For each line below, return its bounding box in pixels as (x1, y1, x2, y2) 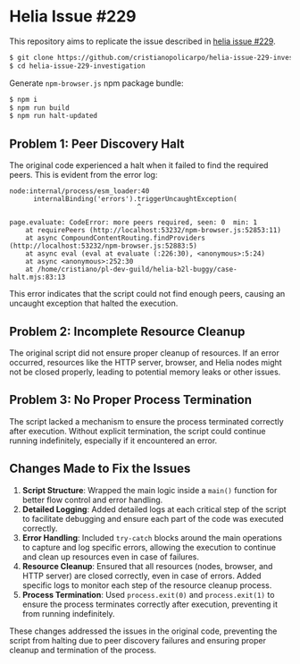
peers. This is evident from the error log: (9, 170, 158, 181)
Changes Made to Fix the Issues (9, 461, 191, 476)
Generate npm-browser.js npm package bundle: (9, 78, 185, 88)
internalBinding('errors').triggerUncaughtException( (32, 195, 238, 204)
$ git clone (9, 53, 54, 62)
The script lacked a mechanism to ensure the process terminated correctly (9, 416, 284, 426)
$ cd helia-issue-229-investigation (9, 61, 146, 71)
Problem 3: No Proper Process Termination (9, 392, 253, 408)
